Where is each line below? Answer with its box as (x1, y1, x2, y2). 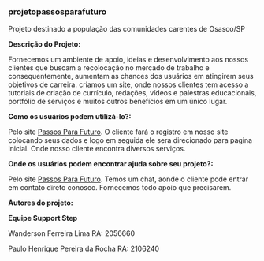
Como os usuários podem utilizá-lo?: (8, 112, 132, 121)
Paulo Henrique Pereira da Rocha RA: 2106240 (8, 244, 160, 254)
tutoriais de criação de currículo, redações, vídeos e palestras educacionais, (8, 88, 257, 98)
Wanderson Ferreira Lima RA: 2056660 (8, 229, 136, 238)
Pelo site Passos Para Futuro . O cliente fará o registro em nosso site (8, 127, 229, 136)
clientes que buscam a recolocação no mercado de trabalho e (8, 63, 210, 73)
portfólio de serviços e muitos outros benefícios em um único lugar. (8, 97, 228, 106)
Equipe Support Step (8, 214, 78, 223)
